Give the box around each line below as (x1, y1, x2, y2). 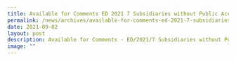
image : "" (7, 43, 37, 50)
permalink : (7, 17, 39, 24)
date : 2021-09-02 (7, 23, 58, 30)
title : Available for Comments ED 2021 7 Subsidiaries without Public (7, 10, 218, 18)
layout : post (7, 29, 46, 37)
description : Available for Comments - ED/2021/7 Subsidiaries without (7, 36, 221, 43)
